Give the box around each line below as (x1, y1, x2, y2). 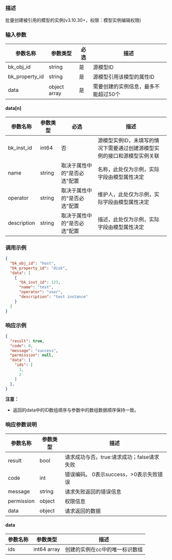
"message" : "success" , (10, 348, 58, 353)
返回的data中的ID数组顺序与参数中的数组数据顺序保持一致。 (12, 407, 139, 413)
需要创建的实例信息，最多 (93, 83, 155, 90)
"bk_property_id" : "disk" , (10, 266, 68, 271)
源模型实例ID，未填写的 (97, 137, 155, 144)
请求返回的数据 (64, 507, 101, 514)
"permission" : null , (10, 353, 54, 358)
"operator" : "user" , (18, 289, 63, 295)
